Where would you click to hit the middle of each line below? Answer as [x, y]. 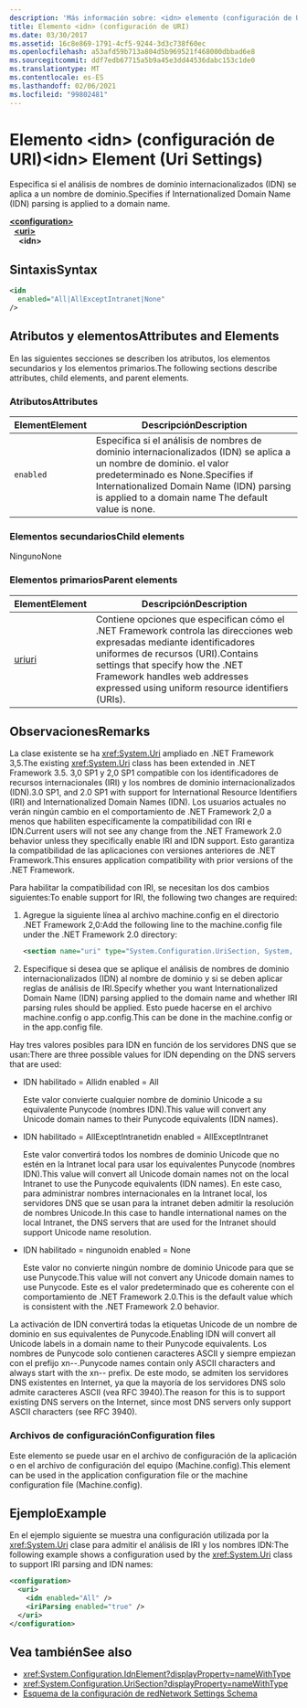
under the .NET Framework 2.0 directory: [100, 934]
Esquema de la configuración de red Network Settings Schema [140, 1693]
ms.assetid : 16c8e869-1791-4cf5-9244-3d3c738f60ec [108, 43]
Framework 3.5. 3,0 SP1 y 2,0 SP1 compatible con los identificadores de [144, 773]
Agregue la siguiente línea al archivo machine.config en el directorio [151, 915]
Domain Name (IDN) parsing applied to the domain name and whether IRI [160, 998]
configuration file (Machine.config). [76, 1484]
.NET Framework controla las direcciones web [194, 630]
